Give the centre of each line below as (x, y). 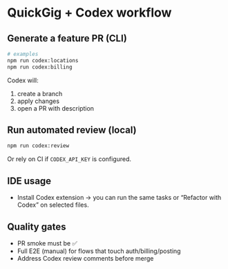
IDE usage (29, 181)
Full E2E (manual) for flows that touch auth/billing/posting (99, 251)
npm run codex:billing (40, 67)
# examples (23, 54)
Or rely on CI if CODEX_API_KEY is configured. (69, 159)
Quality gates (37, 226)
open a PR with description (56, 108)
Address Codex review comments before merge (85, 258)
